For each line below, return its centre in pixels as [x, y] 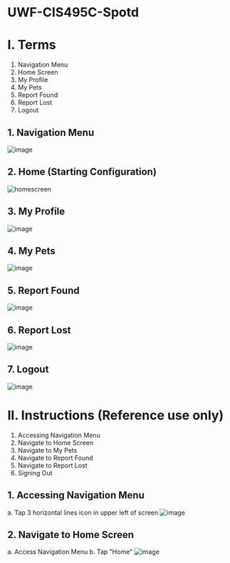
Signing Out [35, 473]
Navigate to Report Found [56, 458]
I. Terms [32, 45]
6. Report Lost [39, 330]
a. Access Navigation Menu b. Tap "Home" [70, 552]
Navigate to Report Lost [52, 465]
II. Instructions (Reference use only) [116, 415]
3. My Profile [36, 212]
